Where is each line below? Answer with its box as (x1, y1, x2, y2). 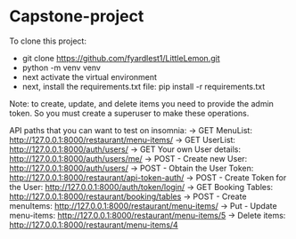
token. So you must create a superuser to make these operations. (9, 108, 250, 118)
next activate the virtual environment (21, 71, 158, 82)
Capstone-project (9, 6, 144, 27)
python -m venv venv (21, 62, 101, 73)
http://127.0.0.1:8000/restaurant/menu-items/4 (9, 219, 178, 230)
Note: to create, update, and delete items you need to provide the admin (9, 98, 275, 108)
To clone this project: (9, 36, 87, 46)
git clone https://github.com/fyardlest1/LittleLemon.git (21, 52, 220, 63)
